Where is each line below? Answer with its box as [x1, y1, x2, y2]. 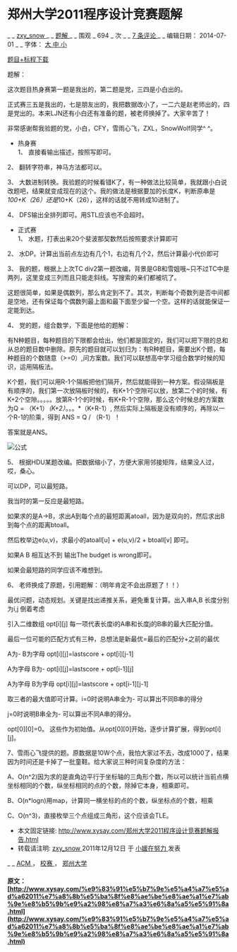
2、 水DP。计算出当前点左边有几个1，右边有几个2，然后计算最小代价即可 [7, 249, 219, 258]
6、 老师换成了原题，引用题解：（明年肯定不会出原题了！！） [7, 580, 183, 589]
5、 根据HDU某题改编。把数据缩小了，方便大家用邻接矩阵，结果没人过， [7, 457, 219, 466]
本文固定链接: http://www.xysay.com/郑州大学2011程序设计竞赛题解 [17, 826, 213, 835]
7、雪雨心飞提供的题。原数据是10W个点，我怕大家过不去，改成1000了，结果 [7, 748, 229, 757]
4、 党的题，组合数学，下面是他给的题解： [7, 321, 130, 329]
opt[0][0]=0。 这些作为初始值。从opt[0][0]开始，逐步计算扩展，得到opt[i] [7, 724, 221, 733]
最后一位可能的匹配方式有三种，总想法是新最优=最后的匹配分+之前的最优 [7, 634, 220, 643]
